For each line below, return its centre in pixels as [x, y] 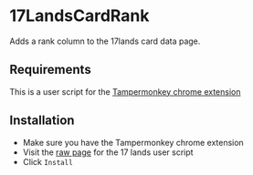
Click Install [47, 161]
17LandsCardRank [79, 16]
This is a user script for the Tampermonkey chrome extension [125, 91]
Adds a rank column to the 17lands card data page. [105, 41]
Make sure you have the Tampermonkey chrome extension [133, 142]
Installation [42, 121]
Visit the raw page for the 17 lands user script [108, 152]
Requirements [50, 70]
